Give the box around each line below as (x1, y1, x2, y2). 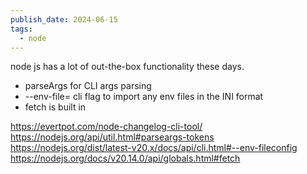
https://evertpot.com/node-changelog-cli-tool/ (10, 121, 203, 133)
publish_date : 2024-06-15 (10, 14, 118, 25)
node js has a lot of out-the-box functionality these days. (10, 61, 245, 73)
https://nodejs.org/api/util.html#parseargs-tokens (10, 131, 215, 143)
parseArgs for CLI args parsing (24, 80, 152, 92)
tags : (10, 24, 33, 34)
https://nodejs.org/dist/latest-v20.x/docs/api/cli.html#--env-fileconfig (10, 142, 298, 154)
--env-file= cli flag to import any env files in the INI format (24, 91, 264, 103)
